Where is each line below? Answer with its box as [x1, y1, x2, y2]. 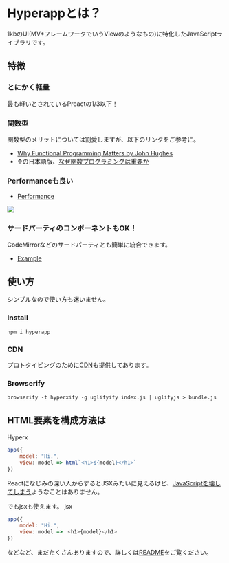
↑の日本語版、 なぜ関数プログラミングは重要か [17, 157, 149, 165]
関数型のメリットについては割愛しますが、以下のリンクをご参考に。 [7, 135, 200, 144]
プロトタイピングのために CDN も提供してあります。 [7, 361, 153, 369]
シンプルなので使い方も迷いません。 [7, 296, 110, 304]
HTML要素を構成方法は [7, 415, 107, 426]
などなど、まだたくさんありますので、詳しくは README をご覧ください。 [7, 549, 212, 557]
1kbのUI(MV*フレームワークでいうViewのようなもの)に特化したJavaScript [7, 30, 217, 38]
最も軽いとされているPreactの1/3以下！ [7, 100, 118, 108]
